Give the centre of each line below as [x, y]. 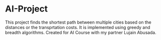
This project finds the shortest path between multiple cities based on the [78, 22]
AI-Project [26, 9]
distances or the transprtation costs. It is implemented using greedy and [78, 27]
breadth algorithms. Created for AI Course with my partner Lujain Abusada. [81, 32]
